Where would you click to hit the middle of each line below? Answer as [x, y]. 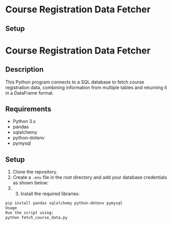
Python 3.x [24, 122]
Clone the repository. [35, 172]
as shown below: [31, 183]
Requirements [28, 109]
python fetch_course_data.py [36, 217]
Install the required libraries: [50, 194]
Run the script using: [30, 213]
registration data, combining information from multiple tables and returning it [86, 87]
